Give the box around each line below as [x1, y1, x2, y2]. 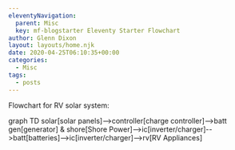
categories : [8, 57, 48, 65]
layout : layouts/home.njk [8, 41, 94, 49]
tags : [8, 71, 26, 79]
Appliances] [162, 132, 203, 142]
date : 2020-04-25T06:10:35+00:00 [8, 49, 120, 57]
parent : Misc [15, 19, 59, 27]
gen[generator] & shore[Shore [8, 124, 108, 134]
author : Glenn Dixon [8, 34, 78, 42]
